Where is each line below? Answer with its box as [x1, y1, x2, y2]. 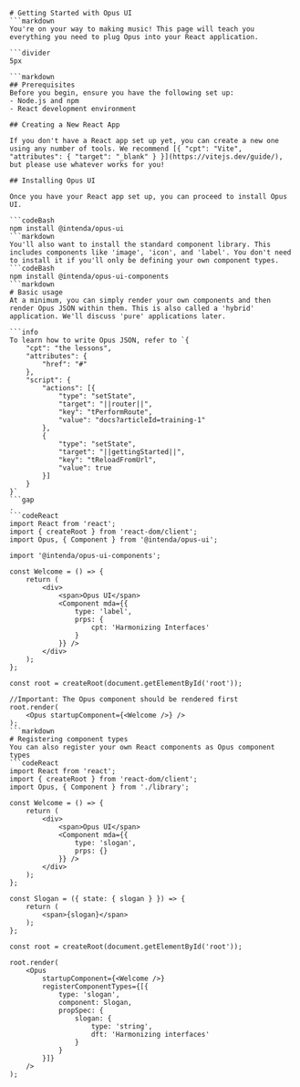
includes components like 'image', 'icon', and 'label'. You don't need [9, 248, 292, 257]
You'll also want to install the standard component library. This [9, 240, 272, 249]
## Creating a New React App [9, 120, 120, 129]
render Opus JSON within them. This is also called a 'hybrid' [9, 304, 255, 313]
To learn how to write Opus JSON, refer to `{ [9, 336, 190, 345]
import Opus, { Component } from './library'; [9, 782, 190, 792]
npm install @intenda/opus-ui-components [9, 272, 170, 281]
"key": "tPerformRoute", [57, 408, 153, 417]
